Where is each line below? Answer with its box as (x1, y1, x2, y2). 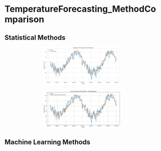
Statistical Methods (4, 33, 66, 42)
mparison (4, 14, 45, 25)
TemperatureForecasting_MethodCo (4, 3, 156, 15)
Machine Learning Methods (4, 138, 91, 147)
